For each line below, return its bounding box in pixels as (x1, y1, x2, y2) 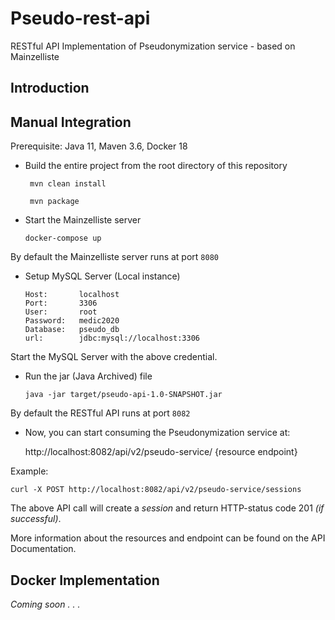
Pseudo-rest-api (10, 7, 151, 30)
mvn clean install (29, 179, 107, 189)
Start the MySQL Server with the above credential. (10, 351, 218, 363)
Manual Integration (10, 113, 132, 131)
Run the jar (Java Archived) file (24, 370, 153, 382)
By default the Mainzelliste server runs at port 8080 (10, 251, 219, 263)
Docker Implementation (10, 572, 160, 589)
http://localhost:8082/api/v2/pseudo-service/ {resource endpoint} (24, 446, 298, 458)
